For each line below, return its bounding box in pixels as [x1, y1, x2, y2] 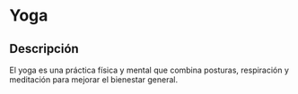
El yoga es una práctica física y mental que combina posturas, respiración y [9, 64, 290, 75]
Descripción [9, 41, 79, 56]
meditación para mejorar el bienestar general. [9, 74, 178, 85]
